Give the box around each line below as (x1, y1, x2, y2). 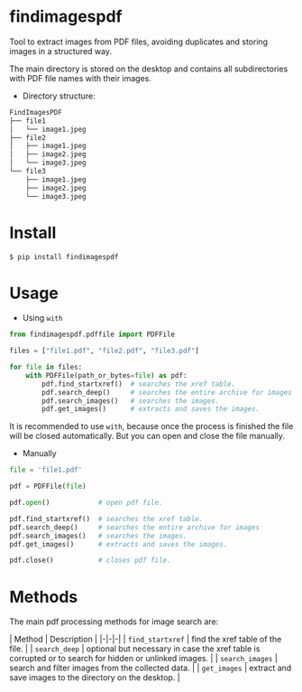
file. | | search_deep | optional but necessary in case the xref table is (9, 643, 261, 654)
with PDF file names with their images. (9, 72, 151, 83)
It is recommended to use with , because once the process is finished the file (9, 421, 294, 432)
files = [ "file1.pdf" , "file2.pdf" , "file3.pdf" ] (9, 346, 200, 356)
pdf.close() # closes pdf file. (9, 556, 171, 566)
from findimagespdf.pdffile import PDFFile (9, 330, 176, 340)
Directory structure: (22, 90, 96, 101)
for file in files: (9, 363, 83, 372)
